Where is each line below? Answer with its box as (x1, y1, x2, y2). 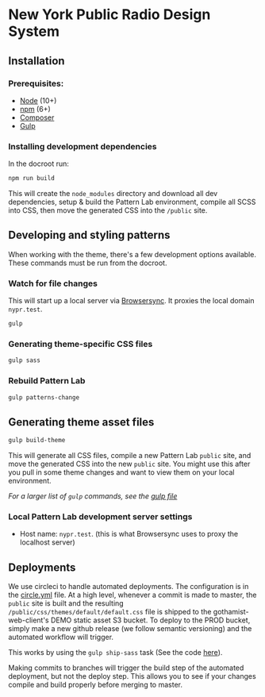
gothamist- (213, 607, 249, 617)
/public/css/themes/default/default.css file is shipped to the (8, 607, 212, 617)
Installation (8, 54, 65, 67)
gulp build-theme (8, 437, 66, 445)
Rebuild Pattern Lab (8, 375, 86, 387)
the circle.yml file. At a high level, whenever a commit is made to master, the (8, 590, 257, 600)
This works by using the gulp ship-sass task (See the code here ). (8, 648, 223, 657)
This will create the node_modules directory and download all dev (8, 189, 218, 198)
